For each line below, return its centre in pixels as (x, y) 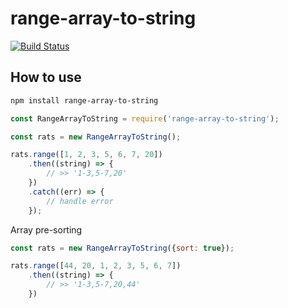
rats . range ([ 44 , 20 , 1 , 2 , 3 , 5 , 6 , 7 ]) (96, 266)
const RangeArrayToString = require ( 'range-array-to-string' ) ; (145, 118)
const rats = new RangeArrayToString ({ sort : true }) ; (122, 248)
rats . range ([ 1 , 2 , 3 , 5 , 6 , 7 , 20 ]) (86, 155)
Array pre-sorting (46, 229)
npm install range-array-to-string (84, 100)
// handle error (80, 201)
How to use (46, 77)
